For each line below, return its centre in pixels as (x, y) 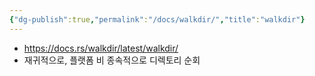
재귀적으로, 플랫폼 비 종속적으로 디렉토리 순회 (112, 60)
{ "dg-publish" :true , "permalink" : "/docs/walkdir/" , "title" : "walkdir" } (157, 19)
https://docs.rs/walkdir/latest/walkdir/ (101, 48)
